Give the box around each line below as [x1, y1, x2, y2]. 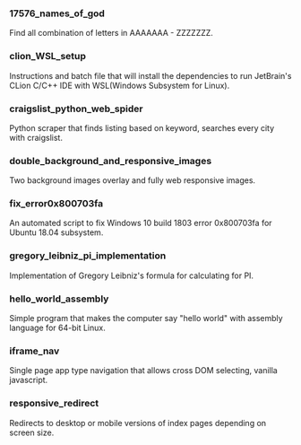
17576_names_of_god [9, 7, 106, 20]
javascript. [9, 375, 48, 386]
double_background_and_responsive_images [9, 154, 212, 167]
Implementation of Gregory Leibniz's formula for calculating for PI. [9, 270, 254, 281]
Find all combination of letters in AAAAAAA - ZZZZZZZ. [9, 28, 213, 39]
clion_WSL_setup [9, 50, 87, 63]
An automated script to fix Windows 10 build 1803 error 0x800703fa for [9, 218, 272, 229]
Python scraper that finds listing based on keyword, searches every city [9, 122, 275, 133]
